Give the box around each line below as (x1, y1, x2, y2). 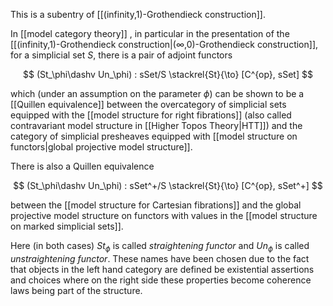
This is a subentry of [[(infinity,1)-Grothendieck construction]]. (10, 9, 266, 20)
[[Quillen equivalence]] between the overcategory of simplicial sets (10, 99, 287, 110)
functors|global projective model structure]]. (10, 141, 193, 153)
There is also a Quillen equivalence (10, 160, 155, 172)
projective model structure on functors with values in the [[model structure (10, 210, 318, 221)
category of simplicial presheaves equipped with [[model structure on (10, 130, 298, 142)
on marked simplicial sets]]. (10, 220, 124, 232)
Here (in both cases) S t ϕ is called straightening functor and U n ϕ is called (10, 240, 310, 254)
